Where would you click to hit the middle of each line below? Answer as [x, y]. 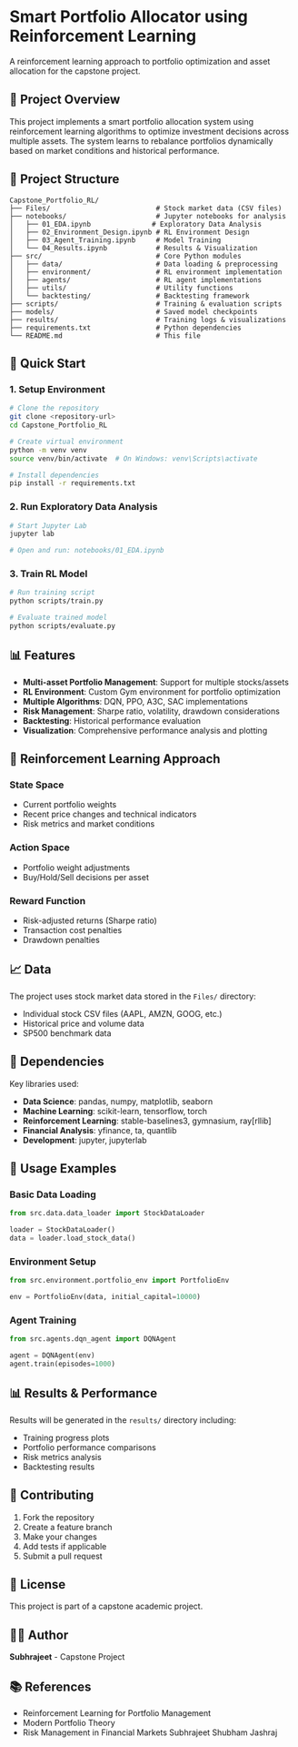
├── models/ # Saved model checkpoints [134, 311]
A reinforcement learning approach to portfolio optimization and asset [140, 61]
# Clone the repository [55, 408]
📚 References [50, 1686]
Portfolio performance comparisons [89, 1447]
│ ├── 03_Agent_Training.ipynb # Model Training [115, 240]
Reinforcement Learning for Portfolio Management [117, 1713]
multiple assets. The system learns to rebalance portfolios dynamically [141, 141]
